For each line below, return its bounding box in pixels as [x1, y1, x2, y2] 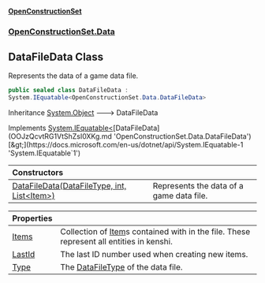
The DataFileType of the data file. [60, 262, 183, 273]
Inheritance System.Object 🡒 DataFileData [8, 108, 159, 117]
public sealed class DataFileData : [8, 87, 129, 95]
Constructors [12, 167, 64, 178]
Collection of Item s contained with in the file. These [60, 226, 251, 237]
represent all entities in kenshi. [60, 236, 174, 248]
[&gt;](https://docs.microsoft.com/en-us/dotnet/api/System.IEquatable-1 [8, 140, 244, 150]
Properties [12, 213, 53, 224]
